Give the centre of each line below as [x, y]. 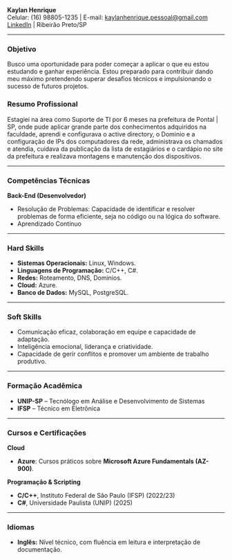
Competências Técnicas [49, 181]
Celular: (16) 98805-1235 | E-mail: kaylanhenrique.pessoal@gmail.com [108, 17]
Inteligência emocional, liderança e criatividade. [85, 347]
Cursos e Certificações [47, 433]
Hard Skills [26, 248]
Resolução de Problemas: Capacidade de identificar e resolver [106, 209]
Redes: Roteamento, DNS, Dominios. [69, 278]
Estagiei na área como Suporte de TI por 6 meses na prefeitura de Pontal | [113, 119]
